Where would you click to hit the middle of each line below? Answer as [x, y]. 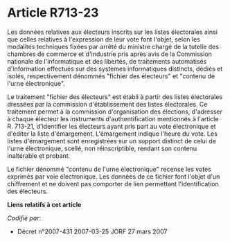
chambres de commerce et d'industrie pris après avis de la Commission [110, 54]
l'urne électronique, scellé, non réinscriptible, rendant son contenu [102, 148]
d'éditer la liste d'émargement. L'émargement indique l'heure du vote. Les [113, 134]
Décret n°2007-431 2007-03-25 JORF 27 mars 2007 [92, 231]
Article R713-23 [53, 13]
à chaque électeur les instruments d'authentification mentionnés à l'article [113, 118]
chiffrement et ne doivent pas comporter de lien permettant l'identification [113, 184]
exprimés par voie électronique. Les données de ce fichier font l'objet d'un [114, 176]
